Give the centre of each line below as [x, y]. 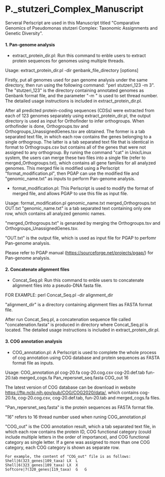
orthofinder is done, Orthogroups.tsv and [47, 126]
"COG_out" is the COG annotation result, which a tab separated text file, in [81, 426]
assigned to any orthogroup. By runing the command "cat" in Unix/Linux [78, 153]
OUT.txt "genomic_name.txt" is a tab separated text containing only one [78, 208]
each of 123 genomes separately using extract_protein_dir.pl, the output [78, 116]
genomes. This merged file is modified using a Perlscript [62, 168]
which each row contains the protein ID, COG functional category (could [78, 432]
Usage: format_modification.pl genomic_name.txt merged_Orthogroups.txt [81, 203]
